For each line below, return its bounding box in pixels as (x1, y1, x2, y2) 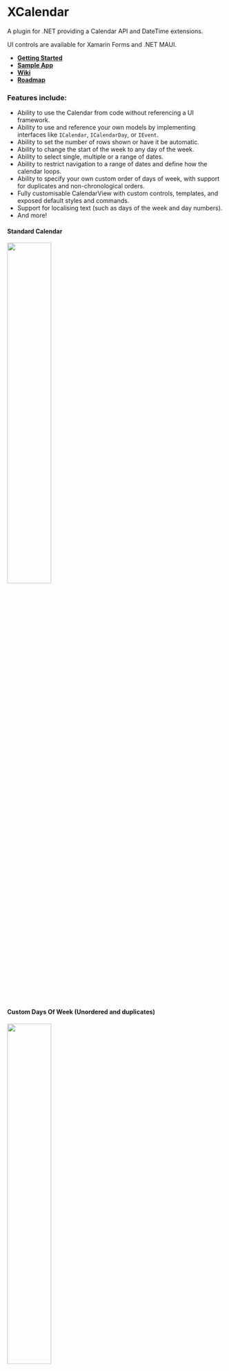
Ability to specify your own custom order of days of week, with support (17, 175, 220, 183)
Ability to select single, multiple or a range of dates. (17, 152, 164, 161)
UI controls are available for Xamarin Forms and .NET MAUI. (7, 40, 177, 48)
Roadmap (17, 75, 46, 83)
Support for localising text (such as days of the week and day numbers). (17, 204, 223, 213)
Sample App (17, 61, 54, 69)
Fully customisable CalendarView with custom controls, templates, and (17, 189, 219, 197)
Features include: (7, 92, 68, 102)
